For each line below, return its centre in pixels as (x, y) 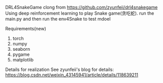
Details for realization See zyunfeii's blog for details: (59, 69)
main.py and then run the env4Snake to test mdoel (58, 19)
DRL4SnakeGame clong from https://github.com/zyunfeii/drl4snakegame (81, 7)
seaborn (21, 49)
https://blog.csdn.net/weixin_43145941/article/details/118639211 (72, 75)
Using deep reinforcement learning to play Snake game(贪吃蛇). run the (80, 13)
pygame (21, 54)
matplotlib (23, 60)
